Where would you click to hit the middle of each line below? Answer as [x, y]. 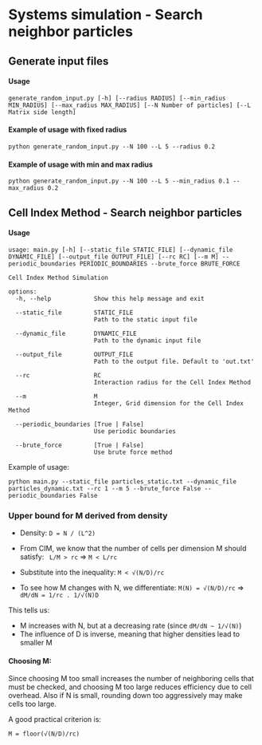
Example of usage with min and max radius [81, 164]
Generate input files [59, 61]
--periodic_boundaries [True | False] [80, 424]
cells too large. [33, 704]
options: [23, 292]
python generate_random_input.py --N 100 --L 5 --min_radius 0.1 [119, 181]
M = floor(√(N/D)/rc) [44, 734]
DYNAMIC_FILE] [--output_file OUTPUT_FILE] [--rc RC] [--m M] [113, 257]
